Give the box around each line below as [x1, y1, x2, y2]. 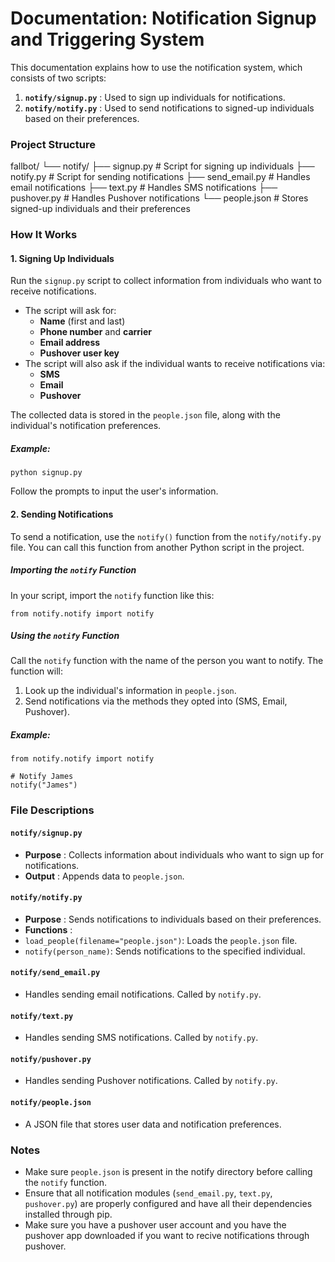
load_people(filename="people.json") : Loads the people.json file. [24, 934, 298, 946]
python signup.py [10, 468, 83, 478]
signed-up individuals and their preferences [10, 203, 191, 215]
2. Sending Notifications [10, 508, 114, 520]
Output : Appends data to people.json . [24, 870, 185, 882]
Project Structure [10, 137, 96, 151]
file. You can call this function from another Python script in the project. [10, 541, 305, 553]
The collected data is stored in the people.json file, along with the [10, 409, 281, 421]
